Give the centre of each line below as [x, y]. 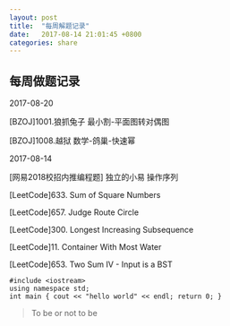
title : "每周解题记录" [49, 26]
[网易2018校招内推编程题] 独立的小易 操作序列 [94, 177]
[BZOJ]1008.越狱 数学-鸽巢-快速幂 [72, 141]
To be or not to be [64, 313]
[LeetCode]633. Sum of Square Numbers [85, 195]
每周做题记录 [45, 81]
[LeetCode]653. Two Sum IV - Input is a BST [91, 264]
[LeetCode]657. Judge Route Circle [74, 212]
